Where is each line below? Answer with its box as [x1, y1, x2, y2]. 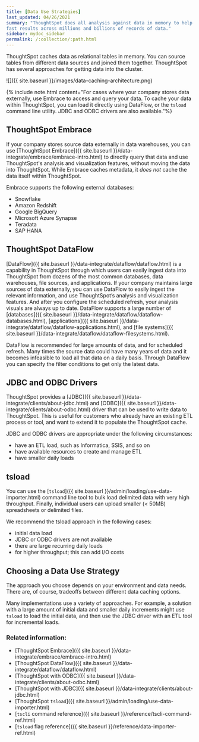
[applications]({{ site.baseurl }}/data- [48, 317, 140, 324]
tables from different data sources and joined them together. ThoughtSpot [6, 59, 187, 66]
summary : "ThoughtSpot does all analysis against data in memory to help [6, 20, 193, 26]
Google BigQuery [14, 208, 58, 215]
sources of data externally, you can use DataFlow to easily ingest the [6, 285, 175, 293]
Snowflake [14, 195, 41, 203]
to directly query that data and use [103, 153, 188, 160]
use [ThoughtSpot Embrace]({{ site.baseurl [6, 147, 112, 154]
